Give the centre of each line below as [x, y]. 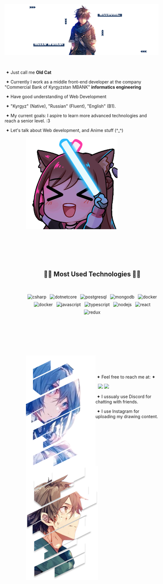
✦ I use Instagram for [118, 411]
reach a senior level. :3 [28, 121]
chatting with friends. [117, 402]
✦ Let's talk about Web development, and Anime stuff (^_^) [64, 130]
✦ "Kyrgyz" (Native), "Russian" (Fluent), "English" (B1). [61, 106]
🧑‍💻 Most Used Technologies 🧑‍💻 [92, 274]
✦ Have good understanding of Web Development [56, 96]
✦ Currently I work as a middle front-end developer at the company [73, 82]
